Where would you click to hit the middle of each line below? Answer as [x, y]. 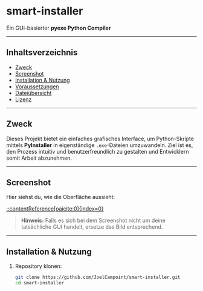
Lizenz [23, 99]
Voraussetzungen [37, 87]
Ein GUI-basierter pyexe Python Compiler [59, 28]
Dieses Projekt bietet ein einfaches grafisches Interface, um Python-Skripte [100, 139]
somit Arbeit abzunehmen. [39, 158]
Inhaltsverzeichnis [42, 53]
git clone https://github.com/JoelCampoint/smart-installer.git [98, 277]
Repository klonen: [38, 266]
